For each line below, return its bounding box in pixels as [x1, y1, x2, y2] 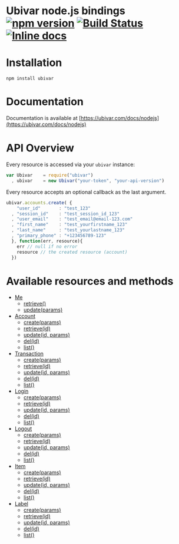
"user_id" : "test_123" [16, 205, 91, 211]
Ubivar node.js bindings [6, 4, 125, 18]
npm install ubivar [6, 75, 54, 82]
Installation [6, 56, 62, 69]
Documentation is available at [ [6, 115, 81, 122]
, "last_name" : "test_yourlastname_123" [11, 227, 125, 233]
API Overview [6, 141, 75, 155]
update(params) [23, 306, 63, 313]
